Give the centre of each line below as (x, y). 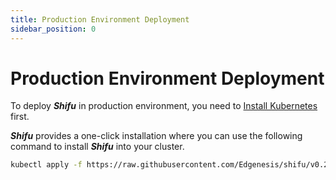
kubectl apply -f (46, 165)
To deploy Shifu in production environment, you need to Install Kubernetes (164, 106)
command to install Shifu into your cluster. (97, 147)
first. (20, 117)
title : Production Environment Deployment (100, 19)
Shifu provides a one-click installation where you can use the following (156, 136)
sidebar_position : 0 (53, 29)
